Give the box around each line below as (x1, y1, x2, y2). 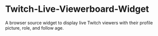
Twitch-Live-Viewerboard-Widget (5, 3, 150, 15)
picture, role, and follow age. (5, 25, 64, 31)
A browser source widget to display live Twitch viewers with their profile (5, 20, 153, 26)
